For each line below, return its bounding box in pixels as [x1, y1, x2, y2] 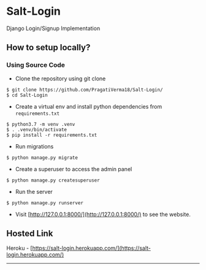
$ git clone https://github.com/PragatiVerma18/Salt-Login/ [6, 87, 164, 93]
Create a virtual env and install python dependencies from [15, 102, 162, 110]
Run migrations [15, 142, 54, 150]
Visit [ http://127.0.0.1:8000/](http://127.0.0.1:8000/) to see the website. [15, 210, 191, 218]
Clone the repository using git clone [15, 75, 106, 82]
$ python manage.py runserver [6, 199, 84, 206]
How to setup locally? [6, 42, 91, 53]
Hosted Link [6, 228, 53, 239]
